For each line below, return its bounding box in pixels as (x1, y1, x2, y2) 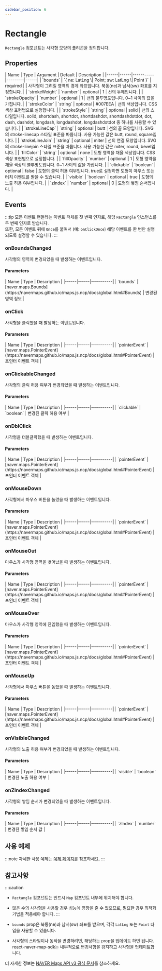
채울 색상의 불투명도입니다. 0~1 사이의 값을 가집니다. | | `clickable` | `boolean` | (5, 162, 156, 168)
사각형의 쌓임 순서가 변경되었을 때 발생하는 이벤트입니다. (5, 798, 111, 804)
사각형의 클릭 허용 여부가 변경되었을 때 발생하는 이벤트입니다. (5, 382, 120, 388)
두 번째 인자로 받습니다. (5, 220, 49, 226)
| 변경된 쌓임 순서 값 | (5, 827, 45, 832)
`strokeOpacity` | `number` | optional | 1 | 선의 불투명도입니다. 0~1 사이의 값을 (5, 95, 155, 101)
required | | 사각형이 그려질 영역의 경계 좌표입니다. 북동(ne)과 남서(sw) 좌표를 (5, 83, 152, 89)
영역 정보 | (5, 295, 25, 301)
